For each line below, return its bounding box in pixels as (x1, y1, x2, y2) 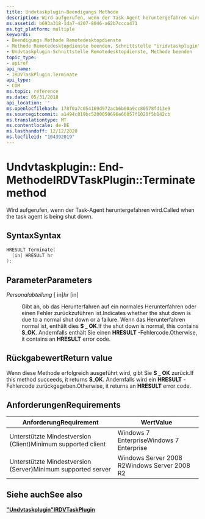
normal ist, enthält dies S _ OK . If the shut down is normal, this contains (21, 322, 199, 330)
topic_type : (6, 54, 37, 60)
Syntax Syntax (6, 230, 62, 241)
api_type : (6, 77, 32, 83)
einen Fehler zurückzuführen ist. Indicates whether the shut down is (21, 310, 191, 317)
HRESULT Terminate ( (6, 247, 56, 253)
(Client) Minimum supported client (9, 440, 106, 448)
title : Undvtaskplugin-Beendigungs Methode (6, 9, 119, 15)
